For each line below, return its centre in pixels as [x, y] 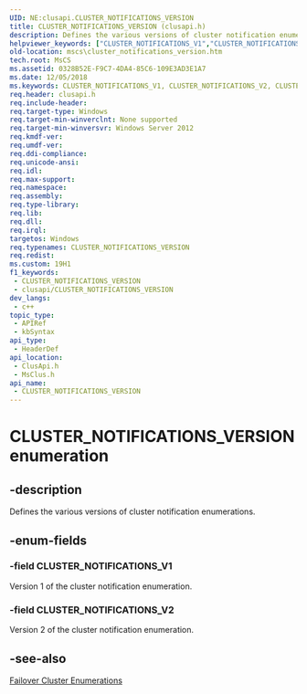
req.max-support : [42, 179]
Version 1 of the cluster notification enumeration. [101, 586]
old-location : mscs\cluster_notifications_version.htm [116, 52]
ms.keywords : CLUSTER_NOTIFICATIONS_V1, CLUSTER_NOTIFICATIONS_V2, [141, 86]
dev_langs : [30, 298]
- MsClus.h [34, 374]
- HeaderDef [36, 349]
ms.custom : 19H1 [40, 264]
